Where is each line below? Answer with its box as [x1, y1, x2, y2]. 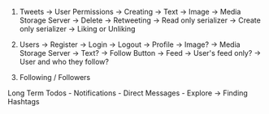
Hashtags [7, 97, 40, 106]
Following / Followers [19, 73, 91, 82]
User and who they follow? [19, 57, 109, 66]
